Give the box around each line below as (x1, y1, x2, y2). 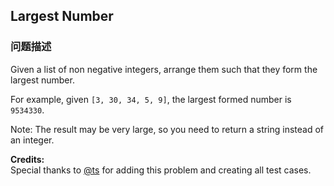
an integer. (10, 134, 55, 146)
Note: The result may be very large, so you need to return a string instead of (10, 123, 325, 135)
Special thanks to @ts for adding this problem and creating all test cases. (10, 164, 312, 176)
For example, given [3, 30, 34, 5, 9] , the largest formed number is (10, 93, 292, 105)
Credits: (10, 153, 45, 165)
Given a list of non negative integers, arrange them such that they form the (10, 63, 318, 75)
